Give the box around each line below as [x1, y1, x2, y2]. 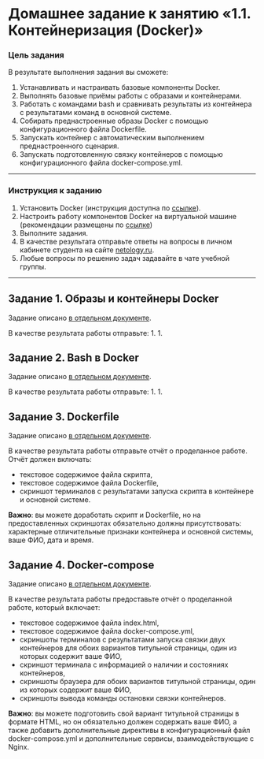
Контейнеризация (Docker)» [8, 21, 204, 39]
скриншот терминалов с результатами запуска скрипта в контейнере [19, 486, 254, 497]
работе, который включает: [8, 603, 101, 612]
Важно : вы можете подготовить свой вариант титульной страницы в [8, 709, 240, 718]
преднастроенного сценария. [19, 141, 119, 151]
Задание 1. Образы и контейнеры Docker [8, 292, 219, 306]
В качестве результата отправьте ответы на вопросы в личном [19, 236, 233, 246]
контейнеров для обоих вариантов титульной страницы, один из [19, 643, 237, 653]
